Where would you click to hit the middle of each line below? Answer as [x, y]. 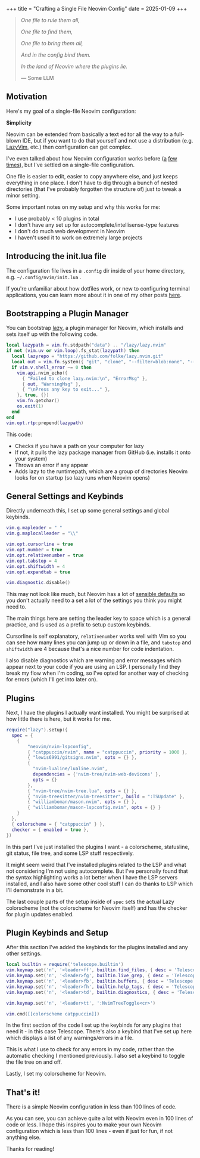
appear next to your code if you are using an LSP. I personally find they [93, 667]
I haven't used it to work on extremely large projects [79, 237]
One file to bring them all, [52, 43]
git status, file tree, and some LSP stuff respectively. [70, 853]
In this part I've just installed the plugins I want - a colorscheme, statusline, [98, 847]
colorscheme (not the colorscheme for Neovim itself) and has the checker [97, 908]
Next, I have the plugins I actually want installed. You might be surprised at [98, 713]
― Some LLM [37, 78]
